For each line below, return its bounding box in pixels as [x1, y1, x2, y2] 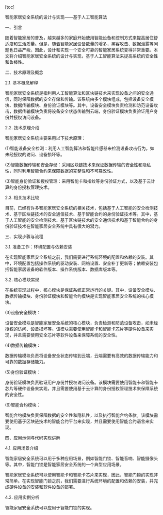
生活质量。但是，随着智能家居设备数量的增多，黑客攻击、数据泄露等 [17, 41, 154, 47]
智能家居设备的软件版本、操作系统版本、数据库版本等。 [9, 266, 120, 272]
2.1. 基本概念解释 [5, 80, 39, 86]
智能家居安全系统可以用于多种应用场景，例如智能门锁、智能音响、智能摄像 [5, 456, 154, 461]
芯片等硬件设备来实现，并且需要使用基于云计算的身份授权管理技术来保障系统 [5, 386, 158, 391]
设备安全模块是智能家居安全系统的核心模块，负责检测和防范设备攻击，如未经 [5, 320, 158, 325]
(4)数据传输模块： [5, 342, 41, 348]
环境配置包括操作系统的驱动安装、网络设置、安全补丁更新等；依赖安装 [13, 260, 154, 266]
